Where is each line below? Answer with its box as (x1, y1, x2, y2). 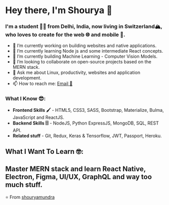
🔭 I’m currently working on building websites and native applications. (12, 43, 157, 49)
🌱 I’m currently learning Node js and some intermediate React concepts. (12, 48, 163, 54)
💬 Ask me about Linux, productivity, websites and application (12, 69, 141, 75)
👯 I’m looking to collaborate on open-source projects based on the (12, 59, 151, 65)
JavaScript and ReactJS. (12, 114, 64, 120)
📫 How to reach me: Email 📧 (12, 80, 73, 87)
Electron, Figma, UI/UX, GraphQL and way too (5, 172, 152, 181)
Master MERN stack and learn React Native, (5, 165, 146, 173)
